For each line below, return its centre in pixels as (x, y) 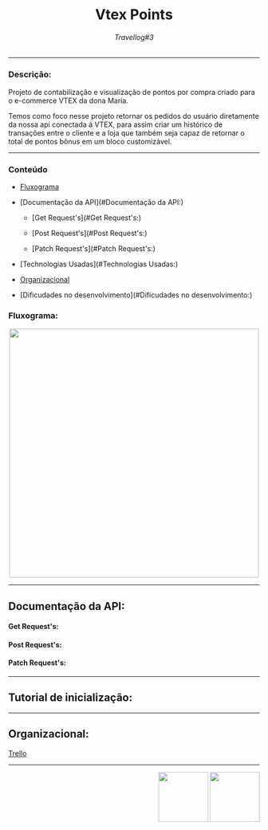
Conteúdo (28, 169)
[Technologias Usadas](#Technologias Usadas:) (99, 264)
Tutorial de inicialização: (71, 698)
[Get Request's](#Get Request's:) (87, 218)
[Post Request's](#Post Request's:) (89, 233)
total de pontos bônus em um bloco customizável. (90, 141)
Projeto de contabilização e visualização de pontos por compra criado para (132, 92)
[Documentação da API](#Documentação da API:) (102, 202)
